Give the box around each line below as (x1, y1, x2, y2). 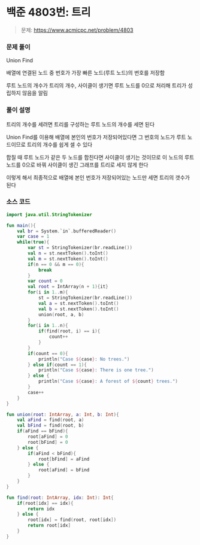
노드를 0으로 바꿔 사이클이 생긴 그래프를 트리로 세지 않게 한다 (6, 161, 149, 168)
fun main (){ (6, 222, 36, 228)
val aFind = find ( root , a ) (17, 417, 84, 423)
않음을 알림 (22, 89, 48, 96)
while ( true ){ (17, 239, 50, 246)
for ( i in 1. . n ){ (28, 323, 68, 329)
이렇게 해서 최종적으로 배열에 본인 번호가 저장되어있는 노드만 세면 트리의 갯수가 (6, 174, 190, 181)
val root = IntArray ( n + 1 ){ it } (28, 284, 109, 290)
